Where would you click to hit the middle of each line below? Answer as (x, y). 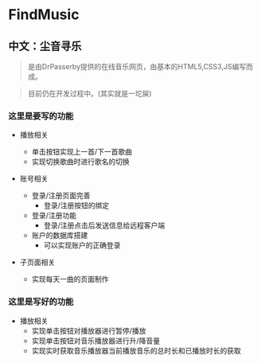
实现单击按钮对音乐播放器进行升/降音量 (96, 341)
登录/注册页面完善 (61, 196)
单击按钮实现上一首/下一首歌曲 (82, 152)
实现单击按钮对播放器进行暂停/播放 (89, 330)
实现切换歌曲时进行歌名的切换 (80, 162)
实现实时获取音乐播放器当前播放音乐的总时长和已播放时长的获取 (136, 350)
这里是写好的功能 (41, 302)
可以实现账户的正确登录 (82, 245)
